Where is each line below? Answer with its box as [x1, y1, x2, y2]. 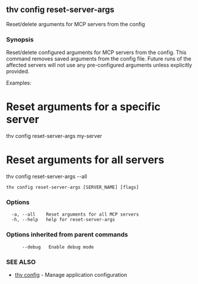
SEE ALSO [6, 258, 36, 266]
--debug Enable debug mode [21, 244, 94, 250]
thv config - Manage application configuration [14, 271, 127, 278]
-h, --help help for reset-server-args [11, 217, 116, 223]
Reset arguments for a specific [6, 100, 161, 113]
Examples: [6, 80, 31, 87]
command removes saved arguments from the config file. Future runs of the [6, 55, 191, 62]
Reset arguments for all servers [6, 153, 165, 167]
